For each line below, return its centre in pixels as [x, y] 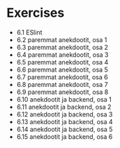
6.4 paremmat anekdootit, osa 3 [62, 55]
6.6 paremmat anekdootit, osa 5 [62, 69]
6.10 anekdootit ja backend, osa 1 [64, 99]
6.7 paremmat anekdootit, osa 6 [62, 77]
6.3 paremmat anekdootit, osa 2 [62, 47]
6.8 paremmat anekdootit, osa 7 [62, 84]
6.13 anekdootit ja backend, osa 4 [65, 121]
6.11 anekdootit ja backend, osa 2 [64, 107]
